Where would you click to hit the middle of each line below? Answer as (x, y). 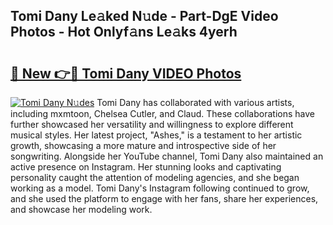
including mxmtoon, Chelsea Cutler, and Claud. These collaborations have (162, 113)
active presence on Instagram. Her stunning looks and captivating (146, 167)
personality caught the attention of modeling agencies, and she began (155, 177)
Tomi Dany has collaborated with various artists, (195, 102)
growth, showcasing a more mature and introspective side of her (143, 145)
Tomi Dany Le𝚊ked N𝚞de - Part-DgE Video (144, 16)
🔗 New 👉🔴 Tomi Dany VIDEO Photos (126, 73)
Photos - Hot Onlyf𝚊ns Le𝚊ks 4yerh (124, 32)
